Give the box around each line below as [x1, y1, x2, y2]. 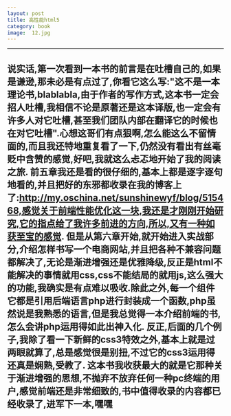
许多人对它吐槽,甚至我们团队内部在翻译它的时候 [7, 114, 210, 126]
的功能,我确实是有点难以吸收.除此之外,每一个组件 [7, 282, 215, 294]
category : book [7, 23, 51, 30]
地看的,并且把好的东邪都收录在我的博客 [7, 179, 173, 190]
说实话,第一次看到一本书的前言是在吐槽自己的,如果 [7, 63, 221, 74]
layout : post [7, 10, 45, 17]
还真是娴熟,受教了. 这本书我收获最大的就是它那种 [7, 359, 214, 371]
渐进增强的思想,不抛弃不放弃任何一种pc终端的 [16, 372, 211, 384]
